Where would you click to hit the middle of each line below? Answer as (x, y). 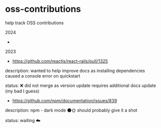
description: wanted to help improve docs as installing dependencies (75, 71)
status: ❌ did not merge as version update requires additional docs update (81, 85)
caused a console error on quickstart (43, 76)
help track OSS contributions (35, 23)
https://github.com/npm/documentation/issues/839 (65, 100)
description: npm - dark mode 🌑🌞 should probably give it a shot (71, 110)
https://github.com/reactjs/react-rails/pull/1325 (60, 61)
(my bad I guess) (22, 91)
